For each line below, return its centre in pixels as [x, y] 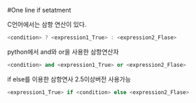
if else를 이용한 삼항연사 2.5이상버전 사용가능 [69, 79]
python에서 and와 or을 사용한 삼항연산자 [63, 51]
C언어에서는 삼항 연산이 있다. [47, 24]
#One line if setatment [39, 10]
